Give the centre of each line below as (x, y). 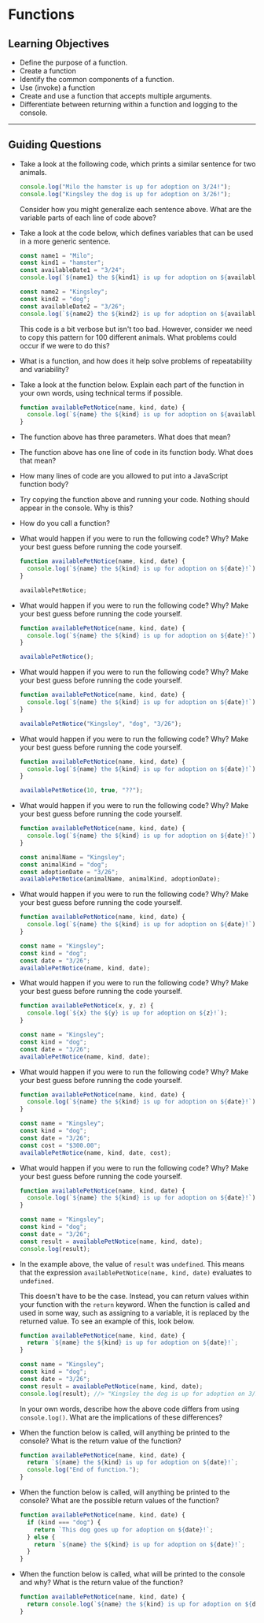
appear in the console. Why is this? (76, 508)
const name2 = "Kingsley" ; (64, 292)
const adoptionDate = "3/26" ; (69, 872)
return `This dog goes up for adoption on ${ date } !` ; (124, 1530)
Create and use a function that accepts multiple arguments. (115, 96)
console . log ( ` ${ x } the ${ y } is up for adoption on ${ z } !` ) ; (127, 1013)
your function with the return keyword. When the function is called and (134, 1304)
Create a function (48, 71)
